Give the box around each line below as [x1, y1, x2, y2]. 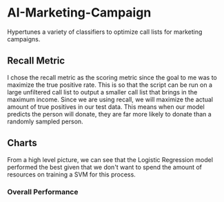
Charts [7, 137, 38, 149]
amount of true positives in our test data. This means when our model [7, 102, 205, 111]
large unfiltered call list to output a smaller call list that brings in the [7, 88, 198, 96]
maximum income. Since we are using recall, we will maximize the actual [7, 95, 214, 103]
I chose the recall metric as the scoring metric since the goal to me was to [7, 73, 217, 81]
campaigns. [7, 34, 41, 43]
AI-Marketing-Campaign [7, 5, 152, 21]
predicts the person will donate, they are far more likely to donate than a [7, 110, 212, 118]
